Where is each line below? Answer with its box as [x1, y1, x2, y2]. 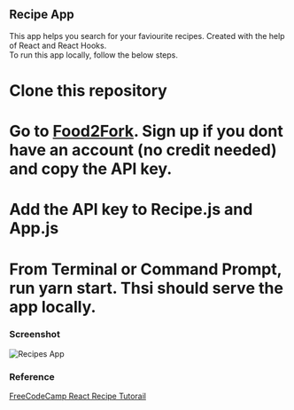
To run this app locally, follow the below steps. [9, 49, 179, 60]
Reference [9, 370, 55, 382]
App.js [9, 218, 59, 239]
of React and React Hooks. [9, 40, 107, 51]
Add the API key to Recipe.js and [9, 200, 253, 220]
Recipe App [9, 7, 74, 22]
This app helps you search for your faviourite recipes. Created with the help [9, 30, 285, 41]
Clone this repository [9, 81, 168, 100]
